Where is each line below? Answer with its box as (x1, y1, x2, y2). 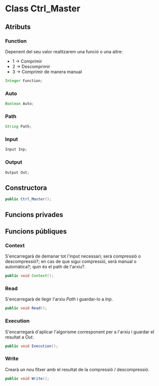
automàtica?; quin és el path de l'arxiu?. (5, 264, 86, 270)
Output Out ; (5, 170, 30, 175)
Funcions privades (5, 211, 64, 219)
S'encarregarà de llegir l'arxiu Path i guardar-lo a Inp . (5, 296, 113, 302)
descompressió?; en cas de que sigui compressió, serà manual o (5, 258, 137, 264)
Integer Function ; (5, 78, 43, 83)
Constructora (5, 183, 47, 192)
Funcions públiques (5, 227, 67, 235)
